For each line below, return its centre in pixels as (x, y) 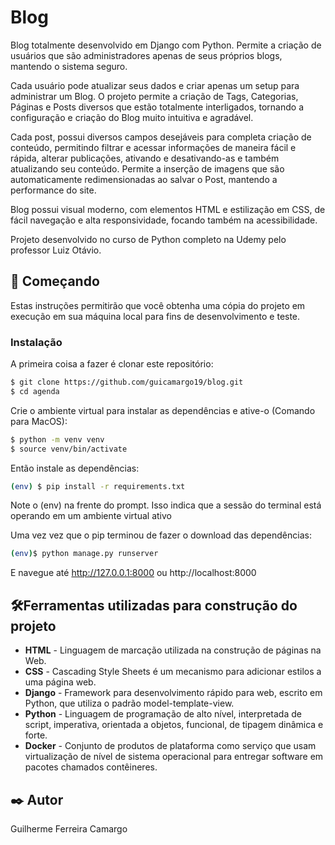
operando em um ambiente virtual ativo (91, 516)
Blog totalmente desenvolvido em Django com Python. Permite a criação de (166, 45)
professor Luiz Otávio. (56, 250)
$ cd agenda (35, 391)
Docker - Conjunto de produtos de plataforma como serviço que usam (170, 746)
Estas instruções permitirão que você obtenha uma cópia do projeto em (158, 305)
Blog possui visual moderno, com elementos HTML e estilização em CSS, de (168, 209)
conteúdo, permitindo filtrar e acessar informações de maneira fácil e (153, 147)
